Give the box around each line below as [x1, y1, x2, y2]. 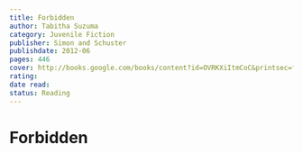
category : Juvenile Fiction [9, 30, 115, 39]
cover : [9, 64, 34, 73]
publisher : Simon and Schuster [9, 38, 127, 48]
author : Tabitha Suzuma [9, 22, 99, 31]
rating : [9, 72, 39, 81]
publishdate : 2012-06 [9, 47, 91, 56]
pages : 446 [9, 55, 50, 64]
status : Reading [9, 88, 70, 97]
